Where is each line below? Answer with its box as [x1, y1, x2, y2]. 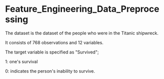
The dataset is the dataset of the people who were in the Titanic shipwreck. [5, 30, 159, 36]
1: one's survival [5, 58, 38, 64]
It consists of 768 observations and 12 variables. [5, 39, 104, 45]
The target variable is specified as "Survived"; [5, 49, 99, 55]
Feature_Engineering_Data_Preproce [5, 3, 160, 15]
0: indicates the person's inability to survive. [5, 68, 95, 74]
